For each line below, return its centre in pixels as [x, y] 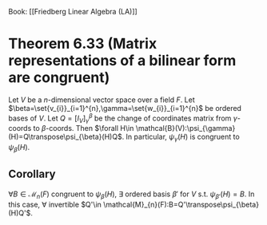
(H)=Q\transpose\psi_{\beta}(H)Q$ [65, 137]
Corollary [32, 174]
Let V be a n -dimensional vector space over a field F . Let [102, 100]
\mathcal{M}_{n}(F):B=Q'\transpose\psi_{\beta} [181, 204]
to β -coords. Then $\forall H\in [84, 128]
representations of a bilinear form [122, 61]
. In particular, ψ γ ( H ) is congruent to [181, 138]
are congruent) [59, 78]
